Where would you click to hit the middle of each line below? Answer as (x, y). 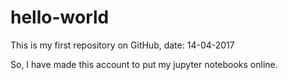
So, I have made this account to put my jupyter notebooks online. (144, 64)
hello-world (60, 17)
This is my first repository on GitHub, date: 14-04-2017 (122, 45)
